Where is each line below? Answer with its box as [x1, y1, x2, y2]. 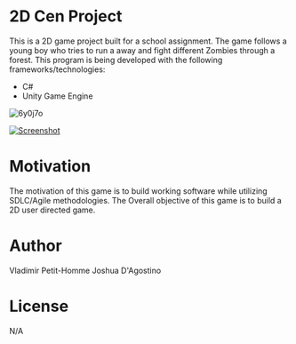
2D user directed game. [9, 204, 96, 215]
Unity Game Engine [21, 91, 93, 101]
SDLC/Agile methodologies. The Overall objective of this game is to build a [9, 195, 282, 205]
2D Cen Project [9, 6, 123, 27]
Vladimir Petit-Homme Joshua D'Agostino [9, 265, 162, 276]
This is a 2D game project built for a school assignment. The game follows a [9, 36, 287, 46]
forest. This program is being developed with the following [9, 54, 223, 65]
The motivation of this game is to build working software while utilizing [9, 185, 268, 196]
